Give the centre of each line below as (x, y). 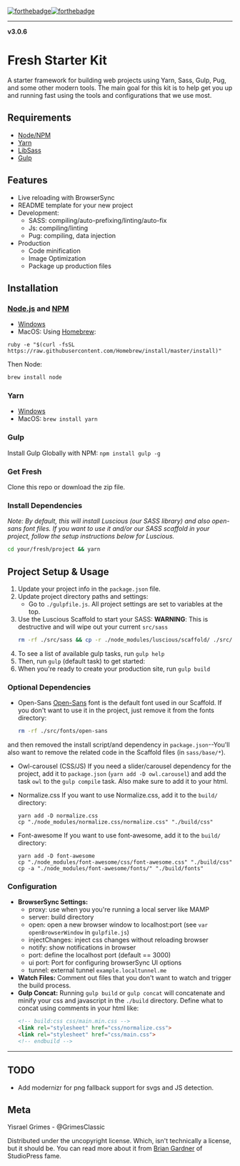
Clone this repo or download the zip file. (66, 487)
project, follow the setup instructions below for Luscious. (91, 537)
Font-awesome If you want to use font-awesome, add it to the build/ (119, 835)
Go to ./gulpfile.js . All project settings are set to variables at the (125, 604)
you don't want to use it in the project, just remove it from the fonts (116, 710)
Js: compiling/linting (58, 228)
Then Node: (25, 364)
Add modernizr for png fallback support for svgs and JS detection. (116, 1087)
